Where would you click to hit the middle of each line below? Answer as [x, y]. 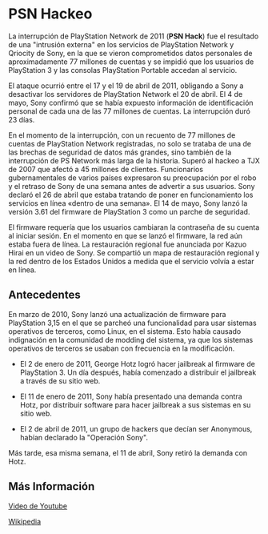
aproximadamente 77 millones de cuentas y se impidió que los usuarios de [131, 62]
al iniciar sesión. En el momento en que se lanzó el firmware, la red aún [125, 235]
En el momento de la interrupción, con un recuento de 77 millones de [122, 135]
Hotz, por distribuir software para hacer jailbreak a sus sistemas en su [135, 404]
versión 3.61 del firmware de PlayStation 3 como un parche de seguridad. [129, 211]
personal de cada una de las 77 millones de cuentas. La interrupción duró [129, 111]
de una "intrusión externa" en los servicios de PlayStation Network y [121, 44]
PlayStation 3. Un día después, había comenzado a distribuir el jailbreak [138, 372]
